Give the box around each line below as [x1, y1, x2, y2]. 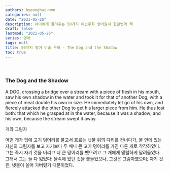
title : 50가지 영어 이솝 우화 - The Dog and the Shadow [5, 45, 118, 50]
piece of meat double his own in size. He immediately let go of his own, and [5, 99, 163, 105]
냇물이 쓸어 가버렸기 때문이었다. [12, 162, 75, 168]
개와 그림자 [5, 126, 27, 132]
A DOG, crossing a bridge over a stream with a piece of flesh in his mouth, [5, 89, 160, 95]
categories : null [5, 12, 42, 17]
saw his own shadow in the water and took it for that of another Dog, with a [5, 94, 162, 100]
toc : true [5, 50, 26, 55]
